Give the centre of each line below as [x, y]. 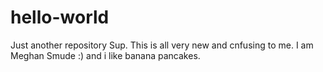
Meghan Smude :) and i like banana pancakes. [105, 55]
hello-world [60, 17]
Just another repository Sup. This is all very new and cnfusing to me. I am [162, 45]
